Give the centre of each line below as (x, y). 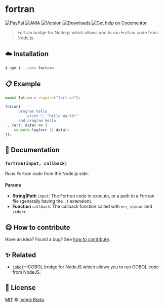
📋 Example (23, 84)
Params (13, 185)
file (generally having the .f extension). (52, 201)
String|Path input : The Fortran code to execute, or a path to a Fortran (83, 196)
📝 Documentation (33, 150)
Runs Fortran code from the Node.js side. (47, 174)
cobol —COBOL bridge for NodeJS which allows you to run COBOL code (85, 267)
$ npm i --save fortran (30, 68)
